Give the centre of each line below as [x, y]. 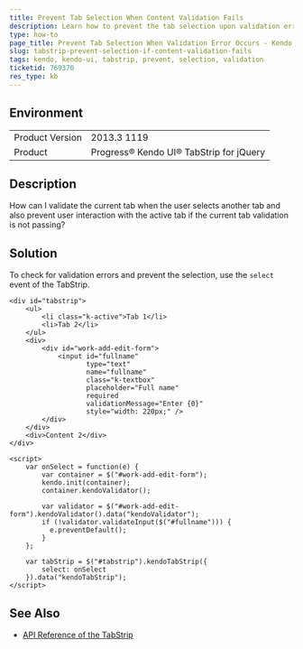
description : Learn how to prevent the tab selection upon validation [145, 26]
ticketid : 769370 [42, 69]
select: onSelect [74, 570]
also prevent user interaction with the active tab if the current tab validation [149, 215]
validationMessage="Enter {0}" [145, 404]
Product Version [48, 137]
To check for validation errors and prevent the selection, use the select [142, 275]
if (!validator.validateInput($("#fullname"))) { [137, 523]
